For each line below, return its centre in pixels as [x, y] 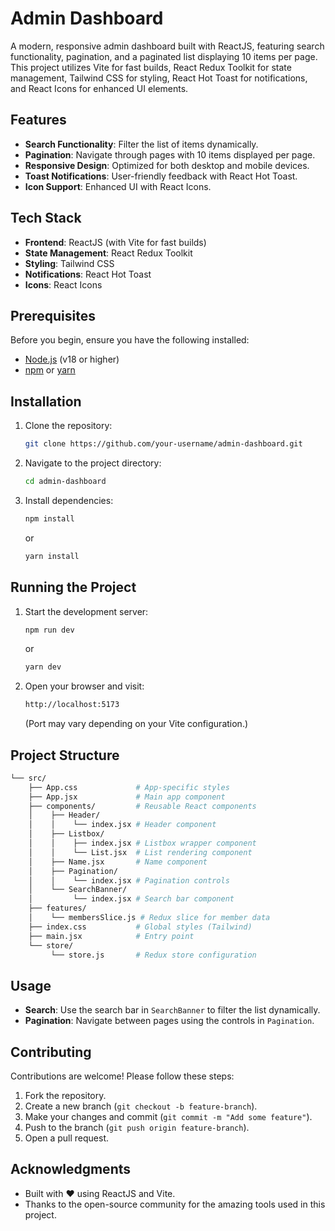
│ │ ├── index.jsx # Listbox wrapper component [142, 843]
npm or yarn [50, 370]
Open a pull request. [67, 1138]
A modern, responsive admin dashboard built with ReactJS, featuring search [167, 46]
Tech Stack [46, 218]
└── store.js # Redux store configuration [153, 955]
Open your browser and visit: [84, 686]
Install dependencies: [69, 500]
